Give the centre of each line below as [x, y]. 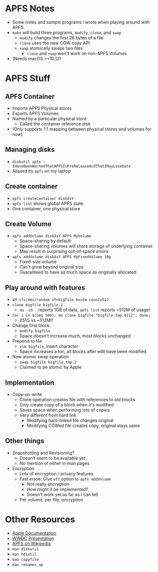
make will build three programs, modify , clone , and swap [67, 32]
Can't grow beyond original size [52, 267]
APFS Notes [30, 9]
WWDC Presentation [33, 538]
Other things [25, 441]
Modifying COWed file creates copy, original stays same [83, 425]
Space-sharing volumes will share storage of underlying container [86, 246]
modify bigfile [35, 331]
